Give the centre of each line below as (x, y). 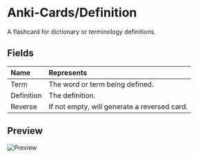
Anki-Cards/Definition (72, 13)
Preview (25, 131)
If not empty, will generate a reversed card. (118, 106)
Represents (68, 72)
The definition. (72, 95)
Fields (21, 53)
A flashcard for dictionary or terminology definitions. (82, 32)
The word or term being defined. (101, 84)
